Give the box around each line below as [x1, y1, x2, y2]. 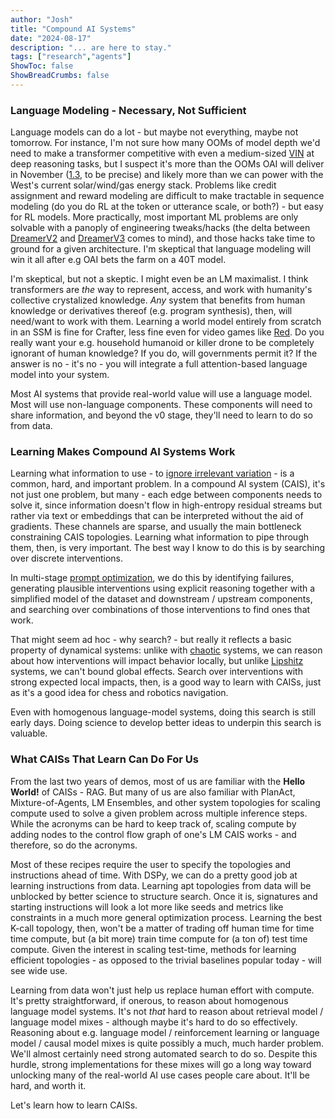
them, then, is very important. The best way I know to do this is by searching [10, 542, 326, 554]
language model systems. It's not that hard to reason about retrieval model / [10, 1005, 324, 1017]
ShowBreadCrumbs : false [10, 71, 110, 81]
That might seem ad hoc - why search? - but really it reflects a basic [10, 634, 292, 646]
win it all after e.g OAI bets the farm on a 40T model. [10, 254, 227, 266]
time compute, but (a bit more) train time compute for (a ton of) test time [10, 932, 308, 945]
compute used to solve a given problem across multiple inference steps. [10, 807, 308, 819]
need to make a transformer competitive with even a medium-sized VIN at [10, 147, 315, 160]
